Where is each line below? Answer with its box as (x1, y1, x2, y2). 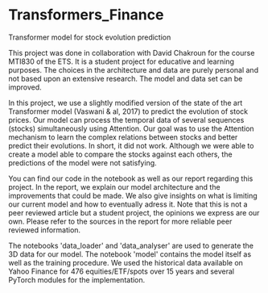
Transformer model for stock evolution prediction (8, 32, 171, 42)
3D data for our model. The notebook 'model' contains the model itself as (8, 249, 252, 259)
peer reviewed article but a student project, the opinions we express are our (8, 207, 260, 217)
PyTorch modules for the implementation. (8, 274, 146, 284)
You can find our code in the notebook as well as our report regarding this (8, 174, 254, 183)
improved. (8, 82, 42, 92)
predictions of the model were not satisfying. (8, 157, 157, 167)
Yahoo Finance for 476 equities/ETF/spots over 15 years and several (8, 266, 235, 276)
